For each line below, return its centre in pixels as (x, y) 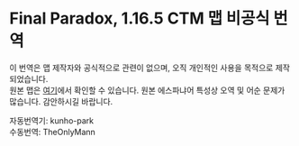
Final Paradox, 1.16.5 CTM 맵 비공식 (140, 18)
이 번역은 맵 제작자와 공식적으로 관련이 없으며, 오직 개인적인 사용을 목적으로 (141, 68)
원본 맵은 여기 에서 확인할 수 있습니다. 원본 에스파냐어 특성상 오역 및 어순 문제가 (147, 90)
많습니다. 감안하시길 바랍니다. (61, 101)
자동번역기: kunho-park (52, 120)
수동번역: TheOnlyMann (53, 132)
